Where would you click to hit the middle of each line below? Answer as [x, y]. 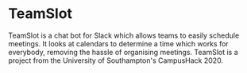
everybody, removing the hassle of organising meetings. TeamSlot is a [123, 52]
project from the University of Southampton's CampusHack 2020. [116, 60]
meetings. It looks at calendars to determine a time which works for [118, 43]
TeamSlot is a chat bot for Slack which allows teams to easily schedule [124, 35]
